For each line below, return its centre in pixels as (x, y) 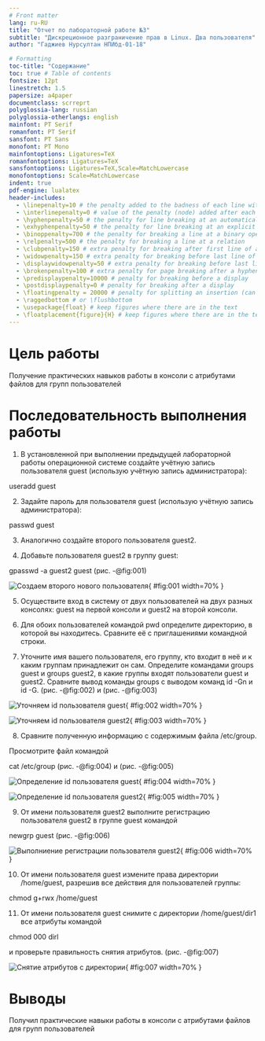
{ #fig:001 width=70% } (186, 586)
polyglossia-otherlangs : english (64, 118)
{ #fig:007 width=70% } (164, 967)
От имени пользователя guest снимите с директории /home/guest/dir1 (138, 913)
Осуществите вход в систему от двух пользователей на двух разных (136, 601)
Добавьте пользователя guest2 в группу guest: (99, 555)
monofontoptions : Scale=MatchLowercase (74, 176)
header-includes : (37, 197)
